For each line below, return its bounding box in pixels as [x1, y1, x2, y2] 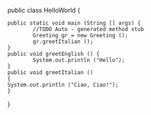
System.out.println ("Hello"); [33, 56, 125, 63]
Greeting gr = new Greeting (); [33, 32, 129, 39]
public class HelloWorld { [7, 6, 80, 14]
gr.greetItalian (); [33, 38, 94, 45]
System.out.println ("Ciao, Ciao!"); [7, 81, 119, 88]
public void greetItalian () [7, 69, 94, 76]
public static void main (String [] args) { [7, 20, 141, 27]
